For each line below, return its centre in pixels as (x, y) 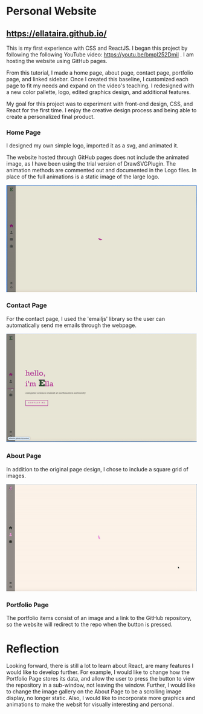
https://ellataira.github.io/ (56, 34)
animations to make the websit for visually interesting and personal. (90, 704)
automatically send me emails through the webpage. (72, 325)
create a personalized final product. (50, 117)
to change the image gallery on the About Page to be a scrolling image (94, 692)
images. (16, 476)
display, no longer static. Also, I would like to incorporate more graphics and (101, 698)
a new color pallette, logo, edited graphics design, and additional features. (99, 92)
